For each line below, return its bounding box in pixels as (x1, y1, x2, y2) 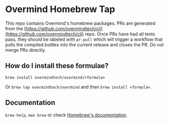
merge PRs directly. (5, 47, 46, 53)
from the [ (5, 25, 26, 31)
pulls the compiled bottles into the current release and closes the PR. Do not (5, 41, 164, 47)
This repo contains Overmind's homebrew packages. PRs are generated (5, 20, 156, 26)
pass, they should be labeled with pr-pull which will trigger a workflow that (5, 36, 163, 42)
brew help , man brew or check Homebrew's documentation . (5, 112, 128, 118)
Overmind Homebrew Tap (5, 4, 115, 15)
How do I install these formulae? (5, 61, 109, 70)
